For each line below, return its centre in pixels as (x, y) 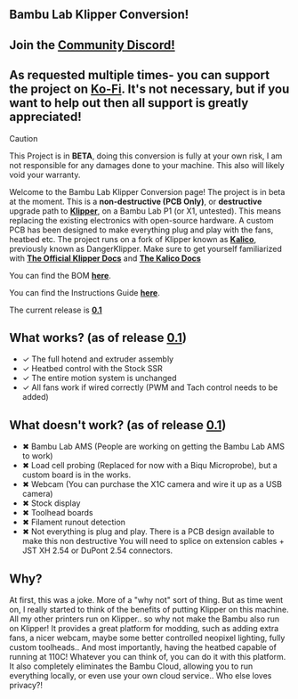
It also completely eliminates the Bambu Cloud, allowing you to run (131, 666)
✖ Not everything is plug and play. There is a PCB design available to (148, 532)
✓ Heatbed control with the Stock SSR (92, 369)
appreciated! (45, 117)
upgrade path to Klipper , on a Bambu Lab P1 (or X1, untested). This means (145, 211)
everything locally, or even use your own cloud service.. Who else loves (141, 676)
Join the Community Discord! (92, 45)
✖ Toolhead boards (57, 513)
